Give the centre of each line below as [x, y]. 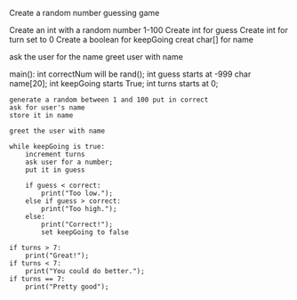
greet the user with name [57, 131]
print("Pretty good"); [67, 287]
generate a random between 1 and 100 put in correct [109, 100]
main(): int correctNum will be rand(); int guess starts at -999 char [130, 74]
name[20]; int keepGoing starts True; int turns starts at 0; [114, 83]
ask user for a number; [69, 162]
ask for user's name [48, 108]
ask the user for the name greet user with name [96, 57]
